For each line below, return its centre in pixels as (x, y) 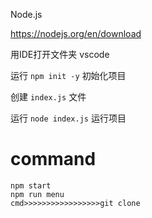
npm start (31, 185)
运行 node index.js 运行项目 (68, 118)
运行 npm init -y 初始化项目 (68, 75)
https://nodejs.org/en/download (76, 33)
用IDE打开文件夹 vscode (60, 54)
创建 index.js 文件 (48, 97)
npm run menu (37, 194)
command (53, 159)
